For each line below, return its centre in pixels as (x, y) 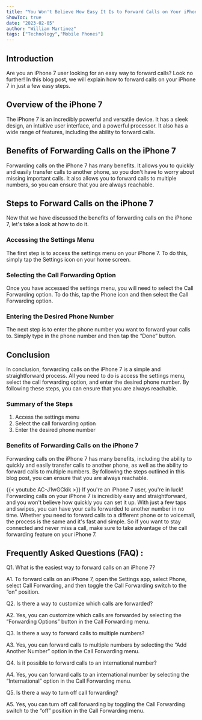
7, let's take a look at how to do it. (47, 224)
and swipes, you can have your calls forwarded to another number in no (95, 508)
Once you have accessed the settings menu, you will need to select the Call (100, 288)
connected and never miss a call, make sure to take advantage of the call (97, 528)
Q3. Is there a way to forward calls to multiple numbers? (75, 633)
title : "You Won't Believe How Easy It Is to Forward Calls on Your (94, 12)
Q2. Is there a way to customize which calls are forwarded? (80, 604)
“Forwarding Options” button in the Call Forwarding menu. (78, 622)
